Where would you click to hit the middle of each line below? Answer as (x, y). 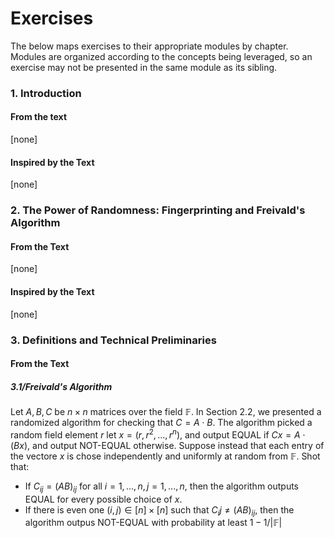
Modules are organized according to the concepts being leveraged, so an (161, 56)
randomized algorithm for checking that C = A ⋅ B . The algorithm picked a (161, 423)
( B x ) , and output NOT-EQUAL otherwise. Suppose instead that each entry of (167, 445)
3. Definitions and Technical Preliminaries (113, 340)
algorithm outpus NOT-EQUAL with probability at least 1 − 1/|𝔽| (153, 523)
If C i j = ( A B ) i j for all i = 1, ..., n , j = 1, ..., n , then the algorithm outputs (162, 487)
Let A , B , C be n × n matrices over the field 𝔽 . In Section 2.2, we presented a (166, 412)
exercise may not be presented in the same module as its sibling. (144, 67)
